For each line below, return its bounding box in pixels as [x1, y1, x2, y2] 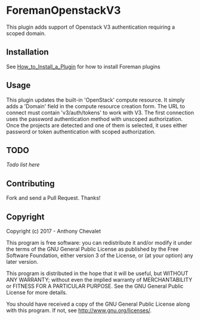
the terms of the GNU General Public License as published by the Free [6, 246, 179, 252]
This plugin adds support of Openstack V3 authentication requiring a [6, 23, 175, 31]
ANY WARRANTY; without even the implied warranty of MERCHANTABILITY [6, 276, 193, 283]
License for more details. [6, 289, 67, 296]
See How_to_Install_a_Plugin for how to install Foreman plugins [6, 63, 161, 70]
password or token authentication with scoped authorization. [6, 128, 156, 135]
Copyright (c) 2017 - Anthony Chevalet [6, 228, 101, 234]
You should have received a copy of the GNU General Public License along [6, 300, 190, 307]
